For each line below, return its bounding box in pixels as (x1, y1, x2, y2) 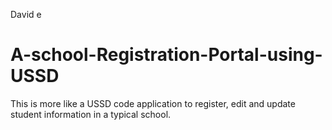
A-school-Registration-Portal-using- (10, 44, 323, 66)
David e (10, 9, 42, 20)
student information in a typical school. (10, 108, 172, 120)
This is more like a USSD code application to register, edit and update (10, 97, 296, 109)
